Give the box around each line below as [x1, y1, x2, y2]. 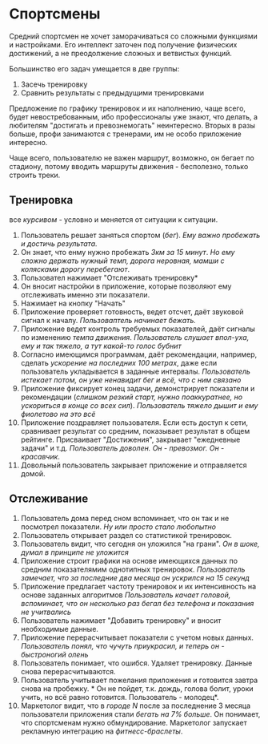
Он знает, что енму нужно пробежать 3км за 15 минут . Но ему [20, 247, 235, 257]
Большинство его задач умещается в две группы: [9, 63, 180, 73]
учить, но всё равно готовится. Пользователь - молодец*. [20, 692, 219, 702]
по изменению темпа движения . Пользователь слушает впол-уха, [20, 332, 250, 342]
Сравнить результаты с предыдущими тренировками [20, 87, 205, 97]
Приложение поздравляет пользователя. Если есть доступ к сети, [20, 418, 249, 427]
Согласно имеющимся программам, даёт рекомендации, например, [20, 350, 258, 359]
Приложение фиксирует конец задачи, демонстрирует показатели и [20, 383, 255, 393]
